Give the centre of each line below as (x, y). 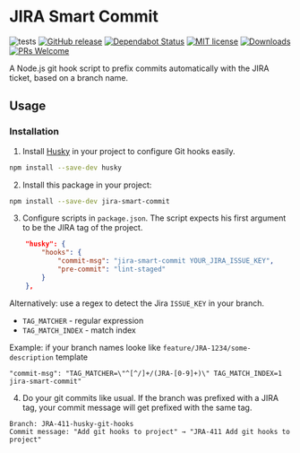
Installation (34, 132)
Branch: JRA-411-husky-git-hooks (72, 423)
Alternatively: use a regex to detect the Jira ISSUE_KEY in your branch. (137, 303)
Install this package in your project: (87, 185)
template (71, 357)
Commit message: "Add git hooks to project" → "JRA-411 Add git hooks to (150, 431)
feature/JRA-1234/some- (207, 348)
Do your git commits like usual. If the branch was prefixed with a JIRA (150, 397)
